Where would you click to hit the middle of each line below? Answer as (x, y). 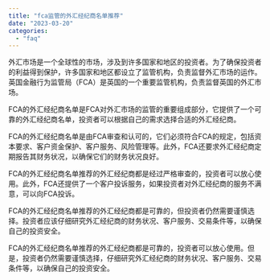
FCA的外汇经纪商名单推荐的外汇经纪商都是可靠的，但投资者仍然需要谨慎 (128, 211)
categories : (28, 31)
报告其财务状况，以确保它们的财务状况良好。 (89, 157)
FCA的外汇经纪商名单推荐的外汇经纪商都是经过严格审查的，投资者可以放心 (131, 174)
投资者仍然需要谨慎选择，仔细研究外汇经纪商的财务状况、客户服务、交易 (142, 258)
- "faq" (29, 38)
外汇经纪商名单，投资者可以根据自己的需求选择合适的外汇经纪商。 (131, 119)
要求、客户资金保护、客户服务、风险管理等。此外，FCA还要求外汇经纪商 (135, 146)
